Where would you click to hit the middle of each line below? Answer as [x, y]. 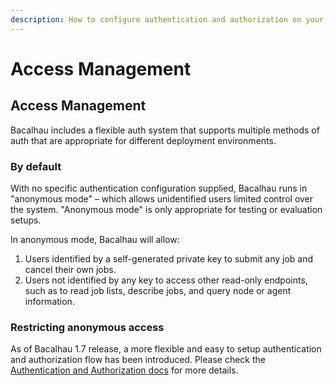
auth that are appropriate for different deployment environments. [143, 140]
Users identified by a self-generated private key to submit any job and [169, 258]
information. [49, 301]
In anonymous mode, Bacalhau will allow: [95, 239]
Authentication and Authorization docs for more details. [124, 370]
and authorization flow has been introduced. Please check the [138, 360]
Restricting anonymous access [87, 327]
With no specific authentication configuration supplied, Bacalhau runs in [159, 188]
